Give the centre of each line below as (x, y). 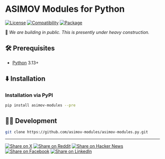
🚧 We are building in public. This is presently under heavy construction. (77, 32)
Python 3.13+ (26, 63)
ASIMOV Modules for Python (65, 9)
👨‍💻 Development (31, 121)
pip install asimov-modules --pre (41, 105)
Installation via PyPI (29, 95)
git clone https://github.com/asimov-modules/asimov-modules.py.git (77, 132)
